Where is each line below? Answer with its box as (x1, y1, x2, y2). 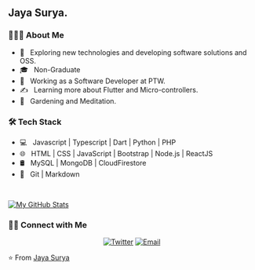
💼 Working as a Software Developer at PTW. (19, 76, 166, 86)
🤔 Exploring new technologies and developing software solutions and (19, 47, 247, 57)
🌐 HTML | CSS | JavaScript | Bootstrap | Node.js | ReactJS (19, 148, 213, 158)
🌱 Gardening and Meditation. (19, 96, 116, 105)
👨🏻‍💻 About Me (8, 30, 64, 41)
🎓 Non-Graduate (19, 64, 81, 74)
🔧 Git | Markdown (19, 169, 80, 179)
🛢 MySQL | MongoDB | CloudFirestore (19, 158, 147, 167)
